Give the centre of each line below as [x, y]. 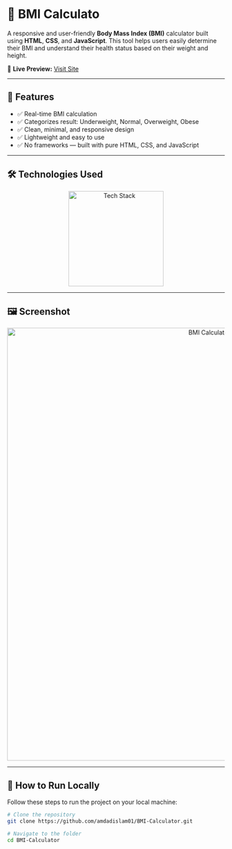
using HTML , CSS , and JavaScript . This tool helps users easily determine [112, 40]
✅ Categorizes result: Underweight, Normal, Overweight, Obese [108, 121]
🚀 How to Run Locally [54, 785]
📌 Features [31, 97]
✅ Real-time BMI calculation [57, 114]
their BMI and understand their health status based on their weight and [108, 48]
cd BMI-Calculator [33, 840]
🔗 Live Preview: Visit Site [43, 69]
